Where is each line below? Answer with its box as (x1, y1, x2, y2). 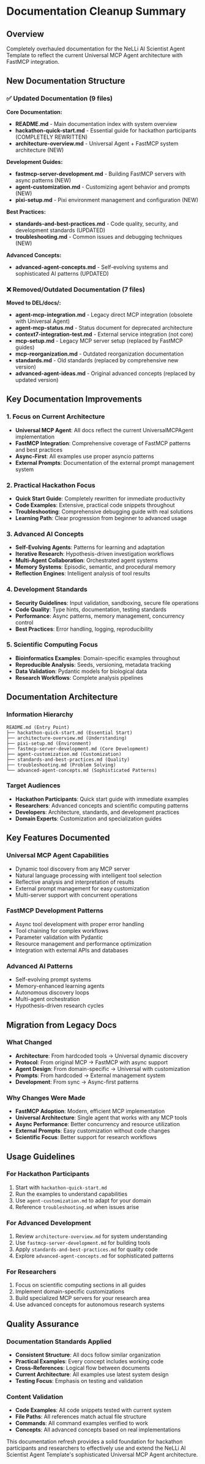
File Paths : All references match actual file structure (15, 1413, 147, 1420)
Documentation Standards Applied (6, 1337, 112, 1345)
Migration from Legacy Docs (6, 1019, 117, 1030)
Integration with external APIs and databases (15, 946, 129, 954)
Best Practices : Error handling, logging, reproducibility (15, 625, 154, 633)
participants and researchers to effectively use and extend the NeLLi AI (6, 1444, 186, 1452)
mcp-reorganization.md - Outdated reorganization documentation (15, 350, 184, 357)
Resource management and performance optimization (15, 940, 152, 947)
